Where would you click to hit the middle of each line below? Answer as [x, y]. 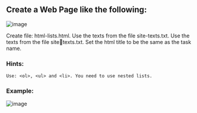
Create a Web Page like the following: [77, 10]
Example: [20, 91]
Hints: [15, 64]
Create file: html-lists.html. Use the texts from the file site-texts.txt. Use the [98, 36]
